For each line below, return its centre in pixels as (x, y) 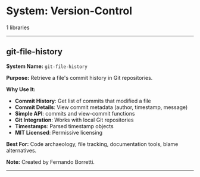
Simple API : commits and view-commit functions (75, 113)
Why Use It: (21, 89)
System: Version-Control (69, 11)
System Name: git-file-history (47, 66)
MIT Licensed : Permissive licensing (59, 132)
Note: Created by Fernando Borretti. (51, 162)
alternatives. (21, 150)
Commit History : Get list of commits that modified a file (83, 101)
